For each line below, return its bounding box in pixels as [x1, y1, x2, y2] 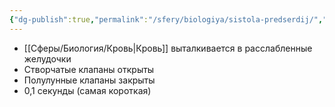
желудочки [23, 52, 72, 65]
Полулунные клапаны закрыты [23, 74, 156, 86]
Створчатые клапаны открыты [23, 63, 155, 75]
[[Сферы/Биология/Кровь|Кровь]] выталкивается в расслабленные [23, 42, 313, 54]
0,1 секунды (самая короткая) [23, 84, 152, 96]
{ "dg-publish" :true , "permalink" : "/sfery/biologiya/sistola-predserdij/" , [9, 14, 324, 25]
